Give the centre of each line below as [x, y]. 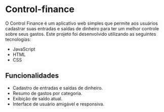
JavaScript [24, 49]
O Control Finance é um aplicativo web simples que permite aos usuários [82, 23]
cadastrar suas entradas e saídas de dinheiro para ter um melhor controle [82, 28]
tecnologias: [18, 39]
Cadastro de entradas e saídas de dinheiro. [58, 88]
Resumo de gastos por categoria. [47, 93]
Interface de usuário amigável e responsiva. [58, 104]
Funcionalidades [32, 76]
